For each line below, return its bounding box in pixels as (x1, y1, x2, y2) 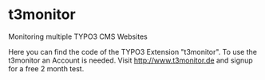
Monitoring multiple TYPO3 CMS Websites (8, 32, 148, 41)
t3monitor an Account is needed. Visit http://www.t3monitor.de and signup (8, 55, 253, 65)
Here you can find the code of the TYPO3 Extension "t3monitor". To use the (8, 47, 258, 56)
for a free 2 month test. (8, 63, 85, 73)
